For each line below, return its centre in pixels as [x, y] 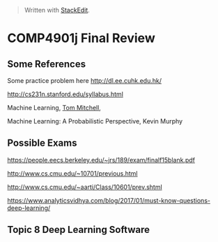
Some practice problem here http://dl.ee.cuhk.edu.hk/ [85, 81]
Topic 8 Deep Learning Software [78, 230]
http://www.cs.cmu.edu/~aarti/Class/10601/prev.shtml [85, 187]
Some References [46, 64]
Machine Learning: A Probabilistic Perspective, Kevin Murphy [95, 121]
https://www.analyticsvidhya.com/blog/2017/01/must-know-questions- [109, 200]
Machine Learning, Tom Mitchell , [54, 108]
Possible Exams [42, 143]
